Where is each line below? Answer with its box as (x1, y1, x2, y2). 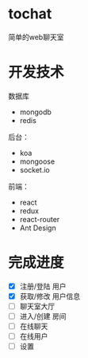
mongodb (19, 107, 52, 117)
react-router (19, 214, 60, 224)
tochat (8, 5, 52, 23)
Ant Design (19, 223, 57, 233)
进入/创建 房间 (19, 312, 67, 320)
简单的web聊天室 (8, 32, 64, 42)
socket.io (19, 165, 50, 174)
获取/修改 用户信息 (19, 291, 81, 300)
